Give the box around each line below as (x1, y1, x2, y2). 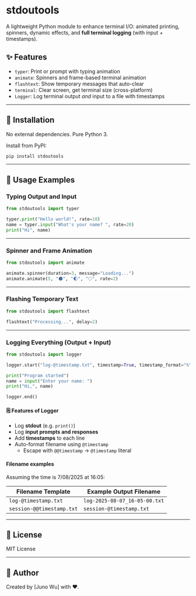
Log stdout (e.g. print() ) (14, 422, 76, 429)
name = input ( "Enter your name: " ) (6, 378, 93, 384)
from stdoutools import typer (6, 206, 80, 212)
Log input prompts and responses (14, 428, 99, 436)
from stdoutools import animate (6, 260, 85, 266)
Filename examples (6, 460, 54, 467)
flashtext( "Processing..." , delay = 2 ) (6, 319, 98, 325)
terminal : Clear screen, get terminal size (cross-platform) (14, 86, 153, 94)
